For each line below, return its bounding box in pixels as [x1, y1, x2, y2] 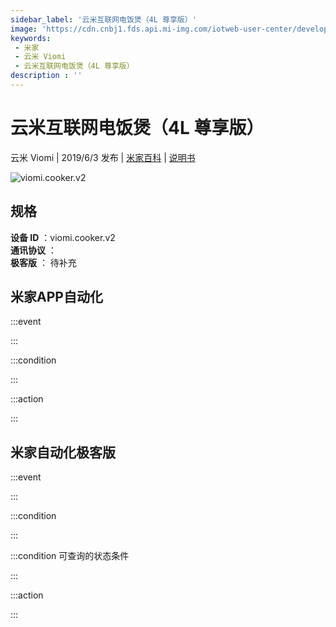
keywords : [10, 33, 52, 43]
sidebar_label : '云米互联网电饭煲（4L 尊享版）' [10, 14, 197, 25]
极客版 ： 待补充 [10, 256, 77, 268]
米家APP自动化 [10, 289, 103, 306]
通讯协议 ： [10, 244, 57, 256]
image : [10, 24, 38, 34]
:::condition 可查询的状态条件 [10, 550, 130, 562]
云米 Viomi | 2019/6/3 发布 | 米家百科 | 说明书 [10, 151, 196, 163]
